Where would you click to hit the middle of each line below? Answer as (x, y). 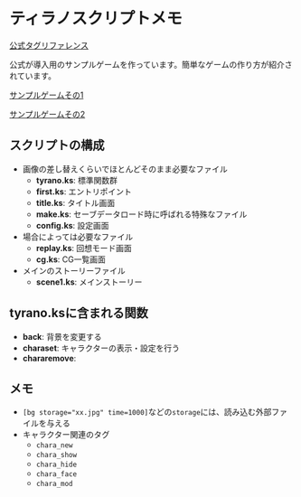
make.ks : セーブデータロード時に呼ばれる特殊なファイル (141, 214)
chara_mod (55, 484)
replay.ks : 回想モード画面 (84, 248)
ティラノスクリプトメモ (96, 19)
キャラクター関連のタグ (66, 435)
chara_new (55, 445)
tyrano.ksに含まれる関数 (79, 313)
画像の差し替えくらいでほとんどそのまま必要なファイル (125, 169)
